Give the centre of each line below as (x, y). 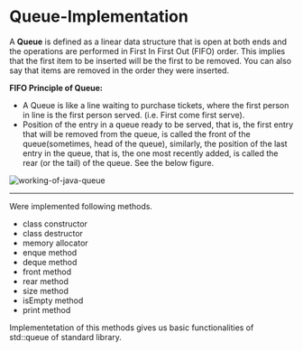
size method (46, 291)
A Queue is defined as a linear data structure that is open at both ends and (148, 42)
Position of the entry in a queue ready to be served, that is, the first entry (158, 125)
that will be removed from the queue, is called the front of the (136, 134)
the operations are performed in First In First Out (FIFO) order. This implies (147, 51)
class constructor (55, 224)
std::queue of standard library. (65, 337)
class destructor (53, 233)
